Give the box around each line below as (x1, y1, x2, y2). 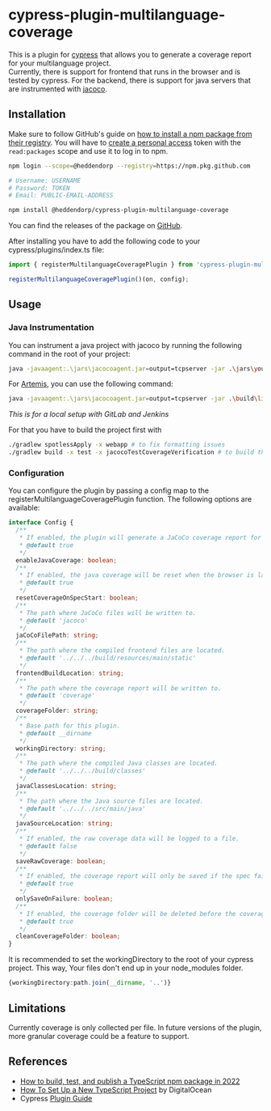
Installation (8, 108, 66, 121)
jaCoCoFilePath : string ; (15, 631, 99, 640)
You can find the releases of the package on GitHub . (8, 221, 183, 231)
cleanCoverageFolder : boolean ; (15, 932, 121, 940)
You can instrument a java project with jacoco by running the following (8, 340, 242, 350)
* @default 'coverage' (19, 692, 95, 700)
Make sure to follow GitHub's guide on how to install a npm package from (8, 129, 252, 138)
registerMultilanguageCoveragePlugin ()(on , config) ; (8, 275, 190, 283)
